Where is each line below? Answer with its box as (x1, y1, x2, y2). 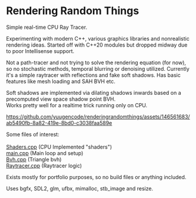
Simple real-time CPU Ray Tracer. (6, 24, 87, 31)
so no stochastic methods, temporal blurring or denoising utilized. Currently (6, 65, 190, 72)
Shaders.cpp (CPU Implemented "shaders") (6, 143, 112, 150)
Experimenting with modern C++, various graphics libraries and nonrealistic (6, 35, 190, 42)
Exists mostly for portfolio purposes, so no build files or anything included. (6, 173, 187, 180)
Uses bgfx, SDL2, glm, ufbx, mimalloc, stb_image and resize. (6, 184, 154, 192)
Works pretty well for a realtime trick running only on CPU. (6, 101, 148, 108)
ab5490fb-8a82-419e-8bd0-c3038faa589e (6, 119, 112, 126)
